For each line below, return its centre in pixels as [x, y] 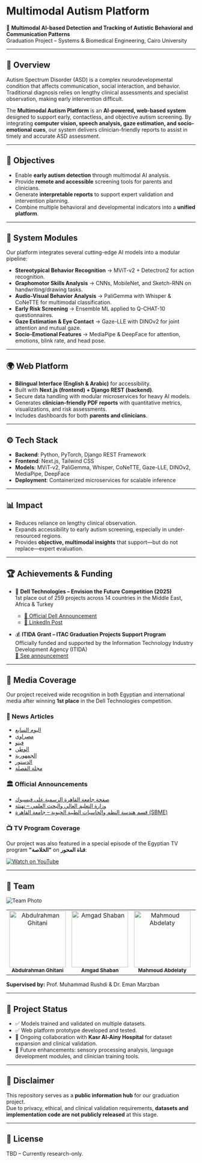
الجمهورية [26, 755]
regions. [52, 535]
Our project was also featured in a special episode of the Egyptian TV [92, 844]
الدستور [24, 762]
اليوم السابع [28, 730]
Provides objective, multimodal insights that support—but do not [96, 542]
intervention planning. [42, 200]
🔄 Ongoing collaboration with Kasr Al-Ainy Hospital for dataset [93, 1037]
